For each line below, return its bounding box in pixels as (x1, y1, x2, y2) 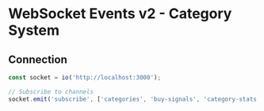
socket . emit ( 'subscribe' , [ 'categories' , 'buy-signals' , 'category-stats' (8, 95, 261, 103)
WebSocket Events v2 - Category (8, 5, 232, 23)
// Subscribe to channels (8, 87, 94, 95)
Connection (8, 53, 67, 66)
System (8, 21, 60, 39)
